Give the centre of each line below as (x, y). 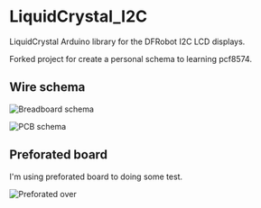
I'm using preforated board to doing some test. (96, 176)
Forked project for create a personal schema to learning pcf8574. (131, 59)
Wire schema (47, 87)
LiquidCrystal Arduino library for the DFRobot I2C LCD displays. (127, 41)
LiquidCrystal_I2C (79, 17)
